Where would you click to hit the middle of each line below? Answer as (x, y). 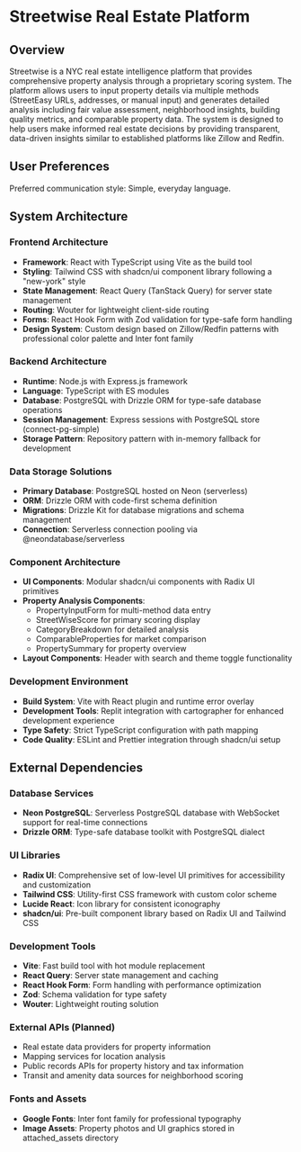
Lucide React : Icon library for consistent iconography (121, 904)
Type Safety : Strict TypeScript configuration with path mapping (140, 730)
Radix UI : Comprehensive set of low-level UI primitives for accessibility (154, 875)
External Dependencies (76, 768)
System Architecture (69, 216)
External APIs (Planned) (62, 1027)
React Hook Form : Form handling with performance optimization (142, 985)
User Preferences (59, 167)
